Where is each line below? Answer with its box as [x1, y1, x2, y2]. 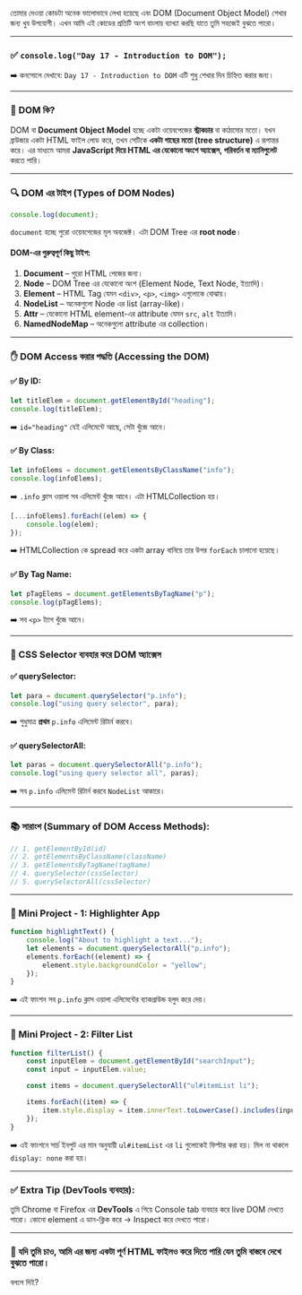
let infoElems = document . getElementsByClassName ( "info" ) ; [10, 466, 236, 475]
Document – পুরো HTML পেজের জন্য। [22, 268, 143, 279]
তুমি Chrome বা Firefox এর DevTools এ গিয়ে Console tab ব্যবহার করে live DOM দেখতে [10, 1204, 284, 1214]
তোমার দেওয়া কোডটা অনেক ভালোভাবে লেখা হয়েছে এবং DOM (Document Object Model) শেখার [10, 8, 287, 18]
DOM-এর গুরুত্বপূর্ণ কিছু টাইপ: [10, 247, 91, 258]
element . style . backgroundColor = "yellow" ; [42, 961, 207, 970]
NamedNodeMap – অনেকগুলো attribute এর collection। [22, 318, 210, 329]
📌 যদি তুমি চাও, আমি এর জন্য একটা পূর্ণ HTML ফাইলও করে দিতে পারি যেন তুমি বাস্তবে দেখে [10, 1245, 281, 1257]
